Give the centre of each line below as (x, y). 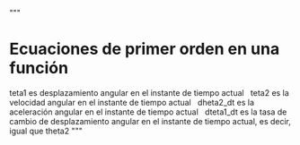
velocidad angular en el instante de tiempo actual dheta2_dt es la (132, 102)
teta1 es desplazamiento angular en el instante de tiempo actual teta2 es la (149, 92)
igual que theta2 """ (46, 131)
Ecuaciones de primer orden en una (145, 49)
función (39, 68)
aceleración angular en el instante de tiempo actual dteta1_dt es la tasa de (148, 112)
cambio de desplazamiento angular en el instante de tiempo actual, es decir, (150, 121)
